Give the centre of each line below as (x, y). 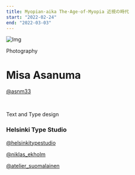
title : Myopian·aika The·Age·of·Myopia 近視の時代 (67, 12)
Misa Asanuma (44, 75)
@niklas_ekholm (26, 154)
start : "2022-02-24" (32, 17)
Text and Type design (33, 114)
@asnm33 (19, 91)
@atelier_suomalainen (33, 166)
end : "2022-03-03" (29, 23)
